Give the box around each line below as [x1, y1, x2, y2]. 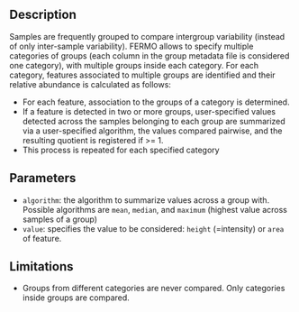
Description [9, 7, 77, 23]
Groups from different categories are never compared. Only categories [22, 283, 285, 294]
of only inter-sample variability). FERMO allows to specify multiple [9, 41, 254, 51]
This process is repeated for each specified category [22, 144, 220, 155]
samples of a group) [22, 214, 97, 225]
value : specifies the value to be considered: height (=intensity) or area [22, 223, 285, 234]
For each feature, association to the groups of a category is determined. [22, 96, 290, 107]
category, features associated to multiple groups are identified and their [9, 69, 276, 80]
